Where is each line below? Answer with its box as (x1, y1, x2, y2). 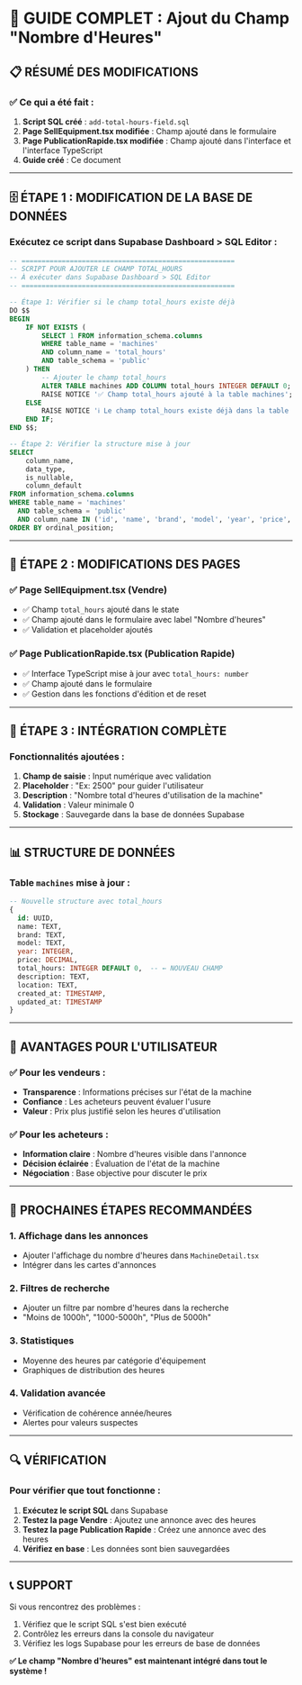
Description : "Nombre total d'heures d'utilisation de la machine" (22, 790, 263, 801)
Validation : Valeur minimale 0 (22, 799, 135, 810)
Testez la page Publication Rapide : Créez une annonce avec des (22, 1524, 267, 1535)
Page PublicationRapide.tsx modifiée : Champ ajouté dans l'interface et (22, 135, 291, 146)
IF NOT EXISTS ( (25, 323, 87, 332)
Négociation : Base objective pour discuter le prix (22, 1168, 208, 1179)
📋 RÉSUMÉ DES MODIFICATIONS (9, 64, 200, 79)
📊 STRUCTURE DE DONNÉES (9, 844, 175, 860)
